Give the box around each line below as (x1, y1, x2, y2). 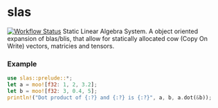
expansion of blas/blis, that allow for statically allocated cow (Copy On (7, 34, 208, 42)
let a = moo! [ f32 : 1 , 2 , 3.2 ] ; (7, 81, 98, 89)
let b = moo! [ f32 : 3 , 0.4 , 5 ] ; (7, 87, 98, 94)
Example (7, 59, 37, 69)
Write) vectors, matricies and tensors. (7, 42, 115, 50)
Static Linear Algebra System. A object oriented (62, 27, 199, 35)
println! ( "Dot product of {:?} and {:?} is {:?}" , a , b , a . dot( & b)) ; (7, 94, 212, 101)
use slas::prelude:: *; (7, 75, 73, 82)
